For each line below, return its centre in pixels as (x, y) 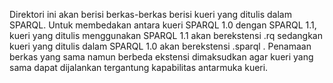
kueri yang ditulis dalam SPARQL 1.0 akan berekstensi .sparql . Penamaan (160, 46)
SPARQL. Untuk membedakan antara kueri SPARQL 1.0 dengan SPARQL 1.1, (163, 25)
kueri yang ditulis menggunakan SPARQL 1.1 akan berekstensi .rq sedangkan (166, 35)
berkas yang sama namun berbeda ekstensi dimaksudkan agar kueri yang (161, 57)
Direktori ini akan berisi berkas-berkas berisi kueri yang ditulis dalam (150, 14)
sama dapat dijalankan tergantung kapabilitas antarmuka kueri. (139, 67)
